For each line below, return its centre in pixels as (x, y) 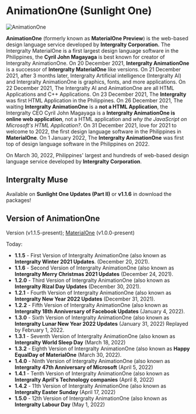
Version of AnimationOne (53, 218)
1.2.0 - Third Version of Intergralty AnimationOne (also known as (92, 280)
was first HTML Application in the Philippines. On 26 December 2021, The (94, 100)
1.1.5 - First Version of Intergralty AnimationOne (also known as (90, 255)
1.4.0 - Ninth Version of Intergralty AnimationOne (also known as (92, 361)
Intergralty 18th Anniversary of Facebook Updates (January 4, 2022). (100, 311)
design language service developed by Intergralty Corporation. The (88, 44)
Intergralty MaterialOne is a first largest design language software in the (92, 50)
